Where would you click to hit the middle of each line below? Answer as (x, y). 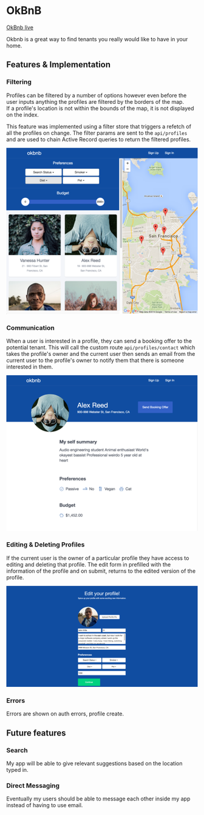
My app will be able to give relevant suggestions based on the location (94, 763)
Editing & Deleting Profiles (46, 545)
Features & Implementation (59, 65)
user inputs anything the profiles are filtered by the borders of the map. (95, 101)
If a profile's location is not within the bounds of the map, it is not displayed (100, 108)
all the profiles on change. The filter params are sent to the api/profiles (97, 133)
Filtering (19, 82)
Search (17, 750)
